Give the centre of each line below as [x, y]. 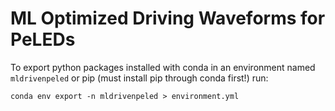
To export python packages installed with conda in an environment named [163, 67]
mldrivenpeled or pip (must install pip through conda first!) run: [139, 78]
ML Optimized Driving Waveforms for [168, 18]
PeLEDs [43, 39]
